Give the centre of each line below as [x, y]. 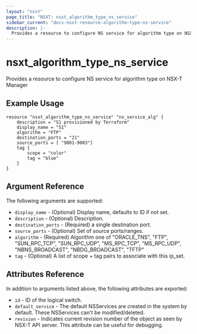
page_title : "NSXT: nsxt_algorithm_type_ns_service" [72, 17]
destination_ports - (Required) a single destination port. [83, 225]
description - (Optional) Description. [59, 218]
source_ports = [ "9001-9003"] [55, 143]
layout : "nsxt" [25, 11]
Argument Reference [45, 187]
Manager [17, 85]
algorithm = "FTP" [39, 132]
